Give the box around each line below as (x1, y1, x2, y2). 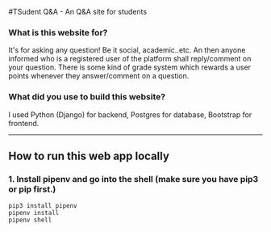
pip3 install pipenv (8, 202, 78, 210)
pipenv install (8, 209, 60, 217)
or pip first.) (8, 183, 56, 195)
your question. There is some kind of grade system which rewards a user (8, 62, 252, 72)
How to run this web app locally (8, 149, 169, 162)
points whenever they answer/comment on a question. (8, 71, 190, 81)
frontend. (8, 118, 40, 128)
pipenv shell (8, 216, 52, 225)
